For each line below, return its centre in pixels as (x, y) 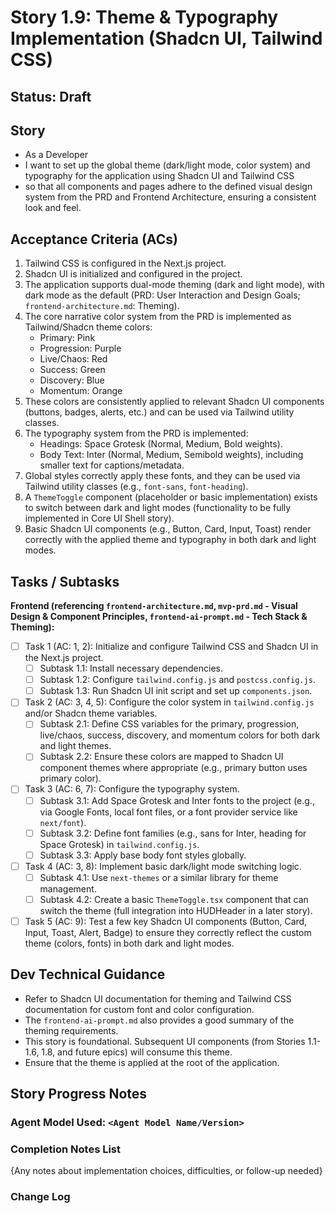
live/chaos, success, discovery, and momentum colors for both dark (180, 735)
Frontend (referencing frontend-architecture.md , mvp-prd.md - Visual (154, 606)
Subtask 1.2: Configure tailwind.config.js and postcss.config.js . (177, 680)
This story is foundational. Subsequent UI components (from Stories (165, 1041)
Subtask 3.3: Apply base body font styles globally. (143, 855)
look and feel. (53, 208)
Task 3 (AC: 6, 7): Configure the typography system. (132, 789)
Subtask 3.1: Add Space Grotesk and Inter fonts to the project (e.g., (177, 800)
